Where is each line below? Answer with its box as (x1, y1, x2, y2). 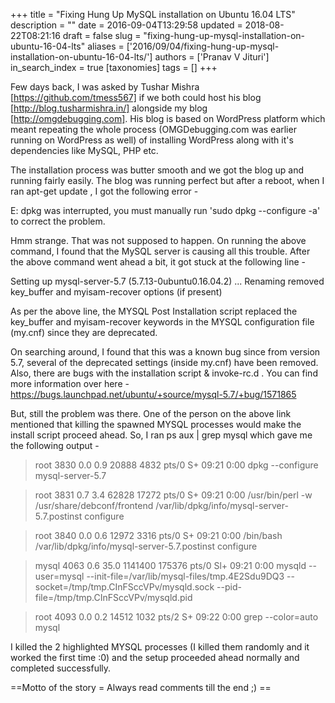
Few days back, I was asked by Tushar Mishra (10, 81, 200, 93)
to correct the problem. (10, 215, 106, 227)
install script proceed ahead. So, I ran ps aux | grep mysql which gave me (10, 429, 313, 441)
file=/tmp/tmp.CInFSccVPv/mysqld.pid (34, 592, 193, 603)
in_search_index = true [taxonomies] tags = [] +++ (10, 62, 218, 73)
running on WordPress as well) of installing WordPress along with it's (10, 134, 294, 146)
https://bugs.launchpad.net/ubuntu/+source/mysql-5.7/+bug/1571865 (10, 389, 297, 400)
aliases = (87, 40, 125, 52)
